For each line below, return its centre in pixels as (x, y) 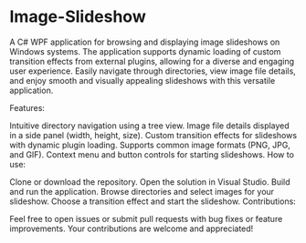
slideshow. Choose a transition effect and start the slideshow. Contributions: (153, 201)
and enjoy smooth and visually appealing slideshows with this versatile (142, 80)
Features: (27, 107)
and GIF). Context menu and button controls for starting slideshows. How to (152, 154)
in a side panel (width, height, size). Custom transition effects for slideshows (153, 135)
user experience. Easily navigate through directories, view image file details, (153, 71)
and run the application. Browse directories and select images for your (142, 191)
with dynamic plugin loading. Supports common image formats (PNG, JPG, (150, 145)
